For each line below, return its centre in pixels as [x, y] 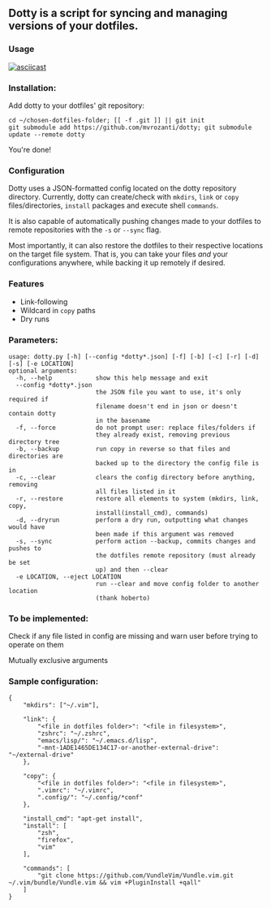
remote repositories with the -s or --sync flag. [85, 230]
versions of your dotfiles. [73, 26]
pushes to [25, 548]
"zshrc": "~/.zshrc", [74, 734]
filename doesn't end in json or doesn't [166, 406]
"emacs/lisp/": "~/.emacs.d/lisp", [98, 741]
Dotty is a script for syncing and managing [118, 13]
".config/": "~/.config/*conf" [90, 798]
